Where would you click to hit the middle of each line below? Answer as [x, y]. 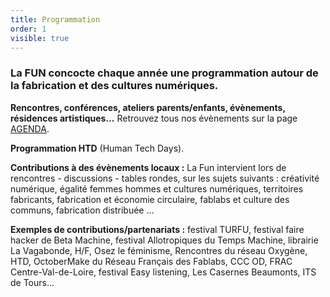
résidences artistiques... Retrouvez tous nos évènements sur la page [154, 118]
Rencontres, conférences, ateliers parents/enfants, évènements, [148, 107]
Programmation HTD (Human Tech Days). [97, 148]
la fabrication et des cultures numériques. [114, 86]
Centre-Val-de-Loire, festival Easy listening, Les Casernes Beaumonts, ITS [163, 272]
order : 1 [28, 29]
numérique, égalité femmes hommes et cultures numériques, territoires [157, 188]
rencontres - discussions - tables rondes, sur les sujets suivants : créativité [165, 178]
